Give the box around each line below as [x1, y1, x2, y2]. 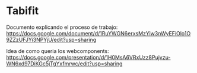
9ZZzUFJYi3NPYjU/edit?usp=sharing [6, 36, 97, 43]
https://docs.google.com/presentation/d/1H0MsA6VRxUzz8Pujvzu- [6, 54, 171, 61]
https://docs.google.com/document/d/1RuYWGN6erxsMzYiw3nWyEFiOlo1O [6, 29, 191, 36]
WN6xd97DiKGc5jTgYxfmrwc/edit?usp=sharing [6, 60, 123, 67]
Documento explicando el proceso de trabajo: [6, 24, 118, 31]
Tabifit [6, 4, 39, 18]
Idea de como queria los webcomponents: [6, 47, 109, 54]
